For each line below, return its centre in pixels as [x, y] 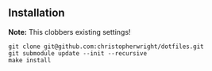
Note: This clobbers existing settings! [69, 32]
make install [30, 60]
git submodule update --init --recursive [78, 53]
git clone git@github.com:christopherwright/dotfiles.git [106, 47]
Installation [37, 13]
